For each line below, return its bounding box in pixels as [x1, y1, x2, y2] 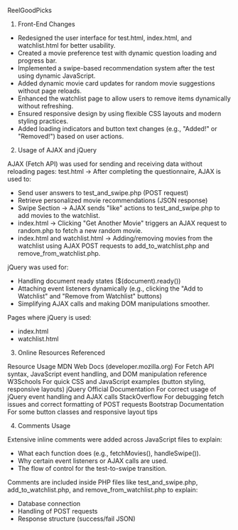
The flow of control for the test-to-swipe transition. [17, 464, 167, 472]
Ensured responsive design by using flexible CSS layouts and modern [17, 110, 222, 118]
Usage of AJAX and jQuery [17, 146, 97, 154]
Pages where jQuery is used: [7, 313, 92, 321]
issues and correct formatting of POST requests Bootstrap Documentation [7, 400, 225, 408]
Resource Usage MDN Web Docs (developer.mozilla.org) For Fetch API [7, 363, 215, 370]
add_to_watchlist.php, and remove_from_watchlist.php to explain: [7, 486, 198, 494]
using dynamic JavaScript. [17, 71, 96, 80]
